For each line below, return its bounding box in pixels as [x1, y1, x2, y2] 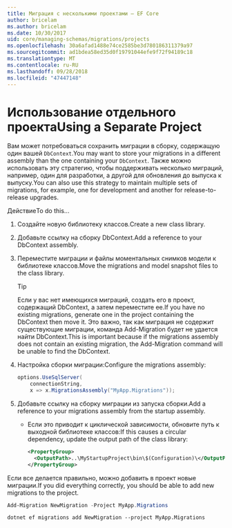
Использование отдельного [7, 104, 176, 120]
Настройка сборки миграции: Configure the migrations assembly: [17, 361, 206, 369]
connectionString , [30, 381, 83, 388]
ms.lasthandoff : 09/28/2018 [7, 68, 88, 75]
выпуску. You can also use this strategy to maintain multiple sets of [7, 179, 198, 187]
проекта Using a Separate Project [7, 119, 202, 135]
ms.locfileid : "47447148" [7, 74, 81, 82]
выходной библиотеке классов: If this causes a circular [27, 427, 186, 436]
